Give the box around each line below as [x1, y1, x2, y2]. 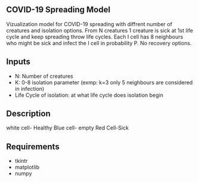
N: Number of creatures [14, 72, 73, 80]
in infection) [14, 85, 45, 92]
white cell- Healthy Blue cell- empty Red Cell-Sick [6, 124, 129, 131]
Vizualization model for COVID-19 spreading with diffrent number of [6, 20, 173, 27]
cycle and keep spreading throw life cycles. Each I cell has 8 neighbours [6, 33, 184, 40]
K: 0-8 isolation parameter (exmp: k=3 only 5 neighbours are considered [14, 78, 193, 86]
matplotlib [14, 163, 40, 171]
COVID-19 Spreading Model [6, 5, 111, 15]
